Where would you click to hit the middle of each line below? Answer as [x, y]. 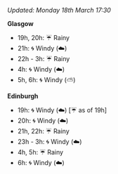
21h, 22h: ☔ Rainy [44, 131]
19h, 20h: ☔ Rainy [44, 38]
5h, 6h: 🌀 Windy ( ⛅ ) [46, 80]
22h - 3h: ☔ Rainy [44, 59]
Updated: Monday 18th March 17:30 [59, 10]
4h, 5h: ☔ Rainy [40, 152]
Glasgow [20, 24]
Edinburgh [23, 96]
